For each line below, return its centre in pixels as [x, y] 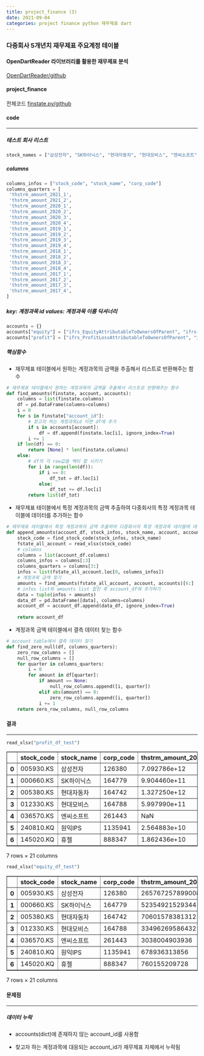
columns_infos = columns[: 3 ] [54, 561]
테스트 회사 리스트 [27, 140]
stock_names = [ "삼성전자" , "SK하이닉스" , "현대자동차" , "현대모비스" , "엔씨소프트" [102, 155]
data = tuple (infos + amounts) [57, 595]
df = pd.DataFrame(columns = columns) [64, 405]
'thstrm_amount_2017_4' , [40, 291]
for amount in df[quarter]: [63, 675]
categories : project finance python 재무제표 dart [69, 23]
